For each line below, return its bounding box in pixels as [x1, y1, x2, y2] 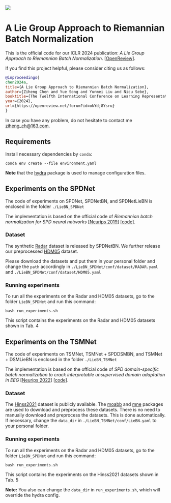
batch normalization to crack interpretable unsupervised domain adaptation [5, 371, 165, 377]
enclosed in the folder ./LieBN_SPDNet [5, 203, 84, 210]
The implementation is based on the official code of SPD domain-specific [5, 366, 159, 372]
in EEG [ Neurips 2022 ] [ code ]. [5, 377, 69, 383]
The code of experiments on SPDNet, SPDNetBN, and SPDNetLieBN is [5, 198, 153, 204]
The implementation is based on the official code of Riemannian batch [5, 213, 153, 219]
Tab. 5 [5, 477, 19, 483]
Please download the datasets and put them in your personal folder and [5, 258, 155, 264]
